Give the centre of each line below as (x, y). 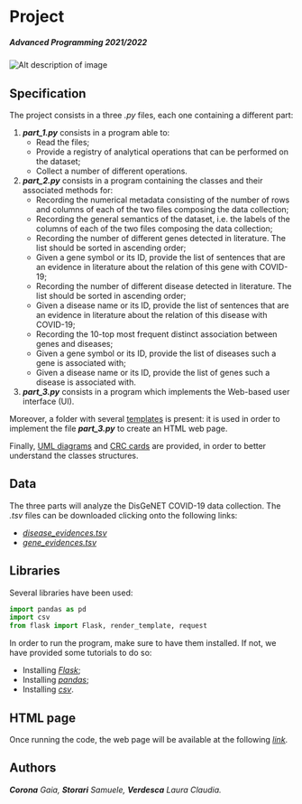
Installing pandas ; (55, 680)
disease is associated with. (86, 382)
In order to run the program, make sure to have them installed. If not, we (143, 643)
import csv (30, 617)
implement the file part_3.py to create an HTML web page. (119, 428)
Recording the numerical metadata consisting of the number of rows (163, 200)
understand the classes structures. (74, 455)
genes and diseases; (74, 343)
